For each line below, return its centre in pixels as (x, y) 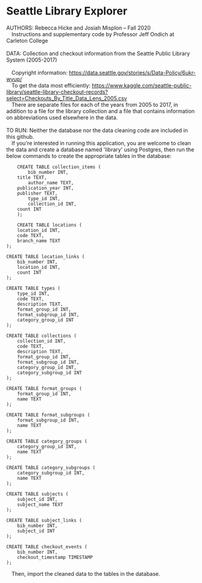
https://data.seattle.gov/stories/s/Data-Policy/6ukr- (132, 72)
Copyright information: (40, 72)
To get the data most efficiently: (51, 85)
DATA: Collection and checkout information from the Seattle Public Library (98, 53)
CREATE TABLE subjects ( (37, 494)
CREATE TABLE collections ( (42, 336)
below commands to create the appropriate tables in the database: (89, 156)
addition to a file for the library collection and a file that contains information (100, 111)
